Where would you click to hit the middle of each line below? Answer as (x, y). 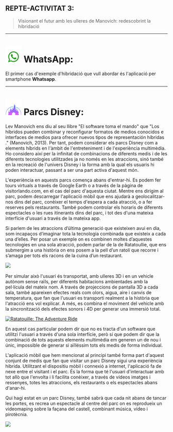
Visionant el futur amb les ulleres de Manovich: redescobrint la (84, 21)
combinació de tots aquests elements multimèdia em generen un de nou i (83, 339)
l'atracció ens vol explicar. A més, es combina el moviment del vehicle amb (85, 303)
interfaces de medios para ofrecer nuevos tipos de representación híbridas (85, 137)
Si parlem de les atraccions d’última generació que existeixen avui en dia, (83, 228)
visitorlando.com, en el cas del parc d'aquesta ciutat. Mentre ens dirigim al (84, 191)
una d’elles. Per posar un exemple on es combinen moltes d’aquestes (79, 239)
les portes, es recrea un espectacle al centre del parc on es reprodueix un (84, 403)
